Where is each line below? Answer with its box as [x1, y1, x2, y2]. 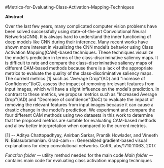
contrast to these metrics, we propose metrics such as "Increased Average [5, 91, 157, 97]
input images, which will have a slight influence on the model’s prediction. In [5, 86, 160, 92]
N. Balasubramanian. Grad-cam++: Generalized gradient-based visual [5, 137, 147, 143]
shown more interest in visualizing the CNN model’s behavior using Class [5, 44, 154, 50]
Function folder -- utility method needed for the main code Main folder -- [5, 152, 154, 158]
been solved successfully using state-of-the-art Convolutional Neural [5, 29, 146, 34]
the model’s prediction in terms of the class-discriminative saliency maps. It [5, 55, 159, 61]
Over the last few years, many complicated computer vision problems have [5, 23, 157, 29]
